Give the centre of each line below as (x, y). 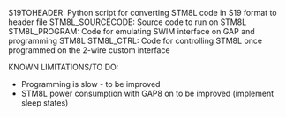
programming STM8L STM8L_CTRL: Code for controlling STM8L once (135, 40)
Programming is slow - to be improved (90, 84)
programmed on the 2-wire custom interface (89, 50)
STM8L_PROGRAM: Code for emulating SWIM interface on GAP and (132, 31)
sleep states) (45, 103)
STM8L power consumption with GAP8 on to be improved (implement (147, 93)
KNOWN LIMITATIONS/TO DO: (64, 67)
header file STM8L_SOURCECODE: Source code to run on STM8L (128, 22)
